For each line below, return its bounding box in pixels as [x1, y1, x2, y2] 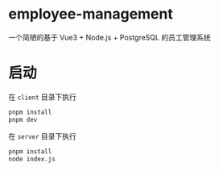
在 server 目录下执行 [8, 131, 76, 141]
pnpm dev [8, 115, 38, 123]
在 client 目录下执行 [8, 92, 76, 102]
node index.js [8, 155, 56, 163]
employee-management [8, 5, 173, 23]
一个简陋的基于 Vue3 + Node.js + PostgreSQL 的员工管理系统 [8, 32, 211, 42]
